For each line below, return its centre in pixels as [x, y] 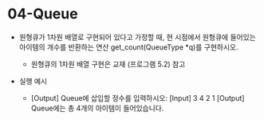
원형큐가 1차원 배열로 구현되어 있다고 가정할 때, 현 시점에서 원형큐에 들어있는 [137, 37]
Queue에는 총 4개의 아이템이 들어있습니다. [97, 108]
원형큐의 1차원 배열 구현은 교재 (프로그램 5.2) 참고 [108, 64]
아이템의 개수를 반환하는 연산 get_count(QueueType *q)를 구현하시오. [128, 47]
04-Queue [43, 14]
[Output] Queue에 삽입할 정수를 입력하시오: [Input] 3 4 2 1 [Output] [138, 98]
